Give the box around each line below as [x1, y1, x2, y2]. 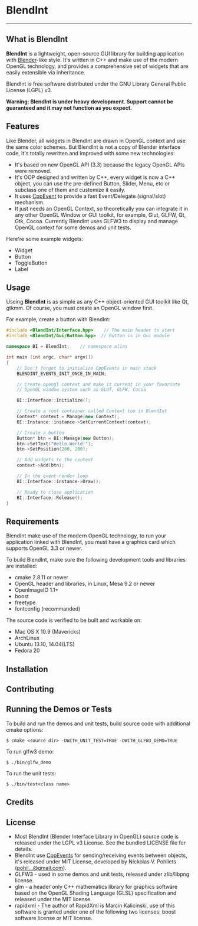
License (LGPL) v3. [6, 86, 52, 93]
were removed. [14, 167, 52, 174]
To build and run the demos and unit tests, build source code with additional [6, 720, 190, 727]
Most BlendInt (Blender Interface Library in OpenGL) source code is [14, 833, 179, 840]
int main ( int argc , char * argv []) [6, 354, 94, 360]
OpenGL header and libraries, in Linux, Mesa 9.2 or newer [14, 580, 155, 588]
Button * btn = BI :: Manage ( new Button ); [16, 435, 115, 441]
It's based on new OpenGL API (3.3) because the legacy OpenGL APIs [14, 161, 185, 168]
